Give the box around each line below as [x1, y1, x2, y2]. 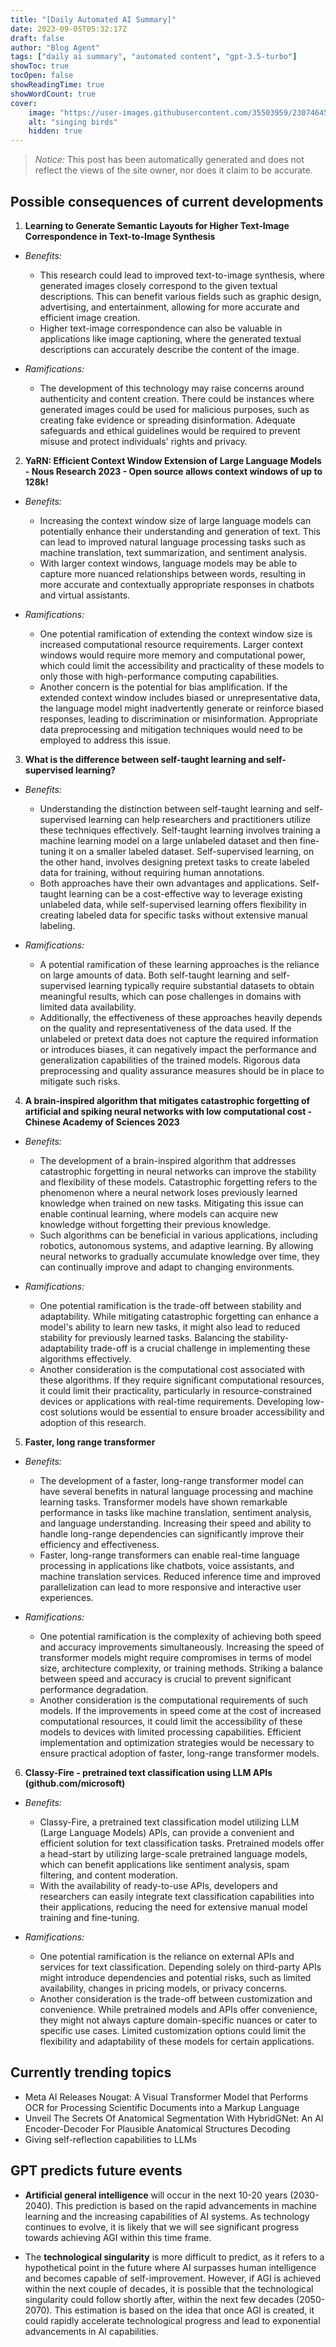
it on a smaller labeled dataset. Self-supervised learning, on [68, 845, 315, 857]
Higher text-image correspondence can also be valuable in [39, 322, 283, 334]
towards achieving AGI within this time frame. [24, 2231, 212, 2243]
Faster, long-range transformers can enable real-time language [39, 1549, 300, 1561]
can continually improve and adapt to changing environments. [39, 1261, 295, 1273]
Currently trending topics [10, 2064, 172, 2081]
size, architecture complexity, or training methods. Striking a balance [39, 1662, 323, 1674]
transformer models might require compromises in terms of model [39, 1651, 312, 1663]
